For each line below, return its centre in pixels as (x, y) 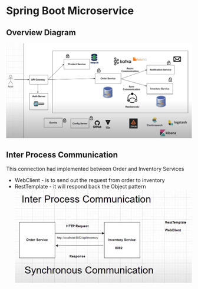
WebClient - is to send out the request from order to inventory (90, 180)
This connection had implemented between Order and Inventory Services (95, 169)
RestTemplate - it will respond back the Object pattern (80, 187)
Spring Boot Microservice (70, 11)
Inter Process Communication (62, 155)
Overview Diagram (41, 33)
